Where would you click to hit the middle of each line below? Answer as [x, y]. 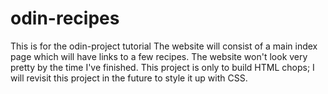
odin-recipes [65, 18]
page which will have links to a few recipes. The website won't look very [159, 56]
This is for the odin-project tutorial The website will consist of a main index [164, 46]
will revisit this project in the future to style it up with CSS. [129, 78]
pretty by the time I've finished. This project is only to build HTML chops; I [162, 67]
